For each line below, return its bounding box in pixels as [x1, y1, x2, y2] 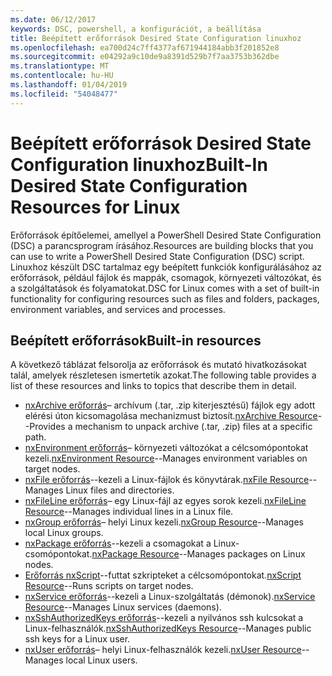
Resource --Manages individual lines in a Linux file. [24, 506, 234, 518]
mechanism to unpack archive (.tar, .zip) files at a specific [74, 421, 313, 433]
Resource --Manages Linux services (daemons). [24, 601, 222, 613]
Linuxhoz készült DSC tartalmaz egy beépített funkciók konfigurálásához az [10, 261, 323, 273]
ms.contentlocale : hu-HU [10, 71, 114, 81]
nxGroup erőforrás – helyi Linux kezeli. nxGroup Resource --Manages [24, 516, 304, 528]
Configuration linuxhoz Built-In [10, 153, 268, 176]
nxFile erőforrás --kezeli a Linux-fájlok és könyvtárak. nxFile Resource [24, 474, 310, 486]
